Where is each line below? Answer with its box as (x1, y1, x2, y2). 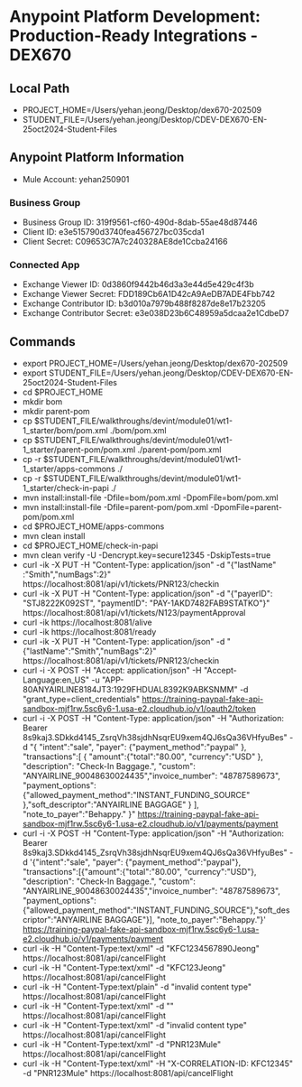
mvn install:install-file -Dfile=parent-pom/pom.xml (22, 502, 209, 513)
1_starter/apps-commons (22, 463, 115, 475)
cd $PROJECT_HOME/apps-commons (22, 521, 165, 532)
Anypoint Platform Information (9, 150, 185, 165)
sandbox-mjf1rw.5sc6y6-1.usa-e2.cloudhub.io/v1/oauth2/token (22, 703, 257, 714)
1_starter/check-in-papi (22, 483, 110, 494)
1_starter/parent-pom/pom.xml (22, 444, 136, 455)
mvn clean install (22, 531, 86, 542)
